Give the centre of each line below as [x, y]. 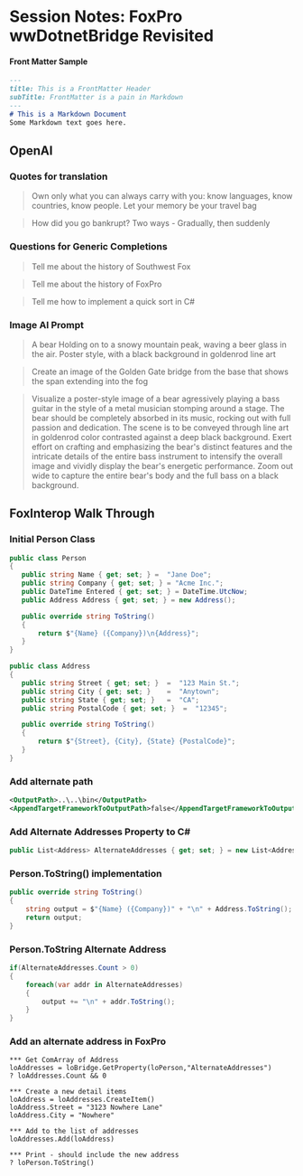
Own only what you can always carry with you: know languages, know [162, 196]
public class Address [50, 666]
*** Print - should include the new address [94, 1155]
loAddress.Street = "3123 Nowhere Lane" [87, 1108]
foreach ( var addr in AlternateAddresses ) [104, 984]
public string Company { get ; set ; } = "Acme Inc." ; [122, 583]
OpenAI [31, 151]
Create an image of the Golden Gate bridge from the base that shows [160, 372]
